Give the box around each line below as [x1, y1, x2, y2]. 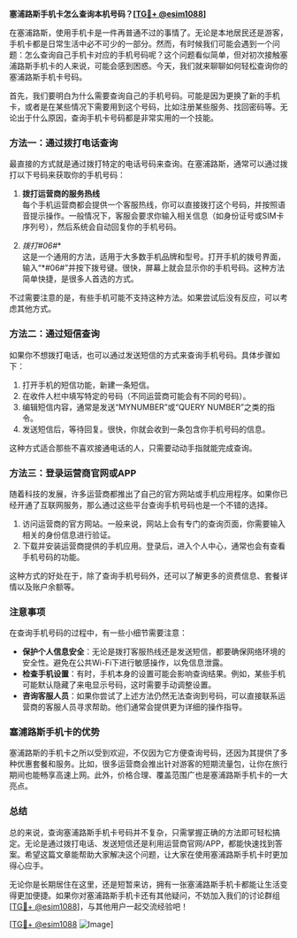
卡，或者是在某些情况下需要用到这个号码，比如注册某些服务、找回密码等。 [9, 102, 280, 111]
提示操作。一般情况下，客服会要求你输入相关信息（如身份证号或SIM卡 [29, 211, 285, 221]
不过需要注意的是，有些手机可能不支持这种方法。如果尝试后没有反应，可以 [9, 292, 280, 304]
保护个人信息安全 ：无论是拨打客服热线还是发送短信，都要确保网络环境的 [21, 646, 286, 657]
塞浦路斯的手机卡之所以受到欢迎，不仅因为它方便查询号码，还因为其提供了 [9, 748, 280, 758]
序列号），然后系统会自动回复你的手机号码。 [21, 221, 181, 233]
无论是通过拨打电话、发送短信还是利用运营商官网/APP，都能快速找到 [24, 838, 276, 849]
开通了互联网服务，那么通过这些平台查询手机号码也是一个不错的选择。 [16, 499, 272, 510]
